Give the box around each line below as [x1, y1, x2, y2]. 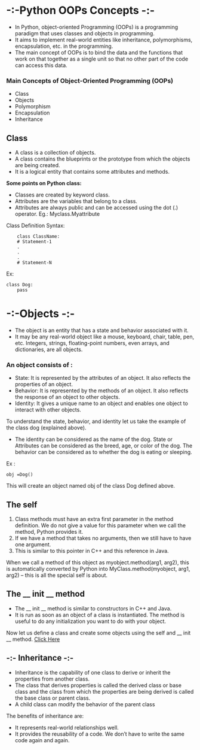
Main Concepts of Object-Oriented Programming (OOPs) [6, 76, 174, 84]
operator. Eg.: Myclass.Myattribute [14, 210, 100, 217]
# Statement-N [17, 260, 52, 266]
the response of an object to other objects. [14, 394, 121, 401]
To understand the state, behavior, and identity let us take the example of [6, 418, 186, 425]
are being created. [14, 162, 61, 169]
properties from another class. [14, 675, 90, 682]
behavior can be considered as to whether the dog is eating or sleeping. [14, 449, 192, 456]
